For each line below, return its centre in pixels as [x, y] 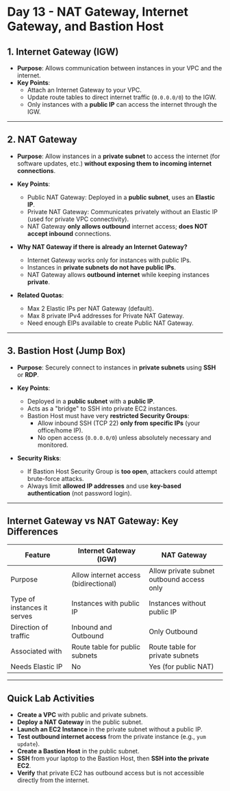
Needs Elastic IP [37, 666]
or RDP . [28, 374]
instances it [29, 608]
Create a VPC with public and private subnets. [82, 715]
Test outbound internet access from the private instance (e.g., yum [112, 737]
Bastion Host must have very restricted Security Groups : [108, 415]
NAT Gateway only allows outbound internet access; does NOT [117, 226]
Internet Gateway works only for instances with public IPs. [109, 260]
